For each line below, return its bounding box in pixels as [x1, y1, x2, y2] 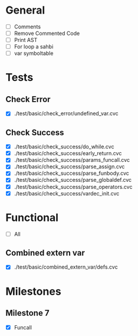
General [5, 4, 45, 17]
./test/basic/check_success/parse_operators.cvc [14, 183, 133, 190]
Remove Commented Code [14, 30, 80, 37]
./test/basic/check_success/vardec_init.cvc [14, 190, 120, 197]
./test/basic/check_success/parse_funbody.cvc [14, 169, 129, 177]
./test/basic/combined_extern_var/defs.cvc [14, 263, 119, 270]
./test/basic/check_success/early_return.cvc [14, 150, 122, 157]
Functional [5, 211, 59, 224]
